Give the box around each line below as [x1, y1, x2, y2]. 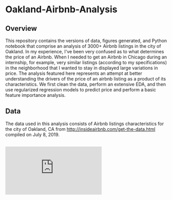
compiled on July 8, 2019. [5, 131, 60, 137]
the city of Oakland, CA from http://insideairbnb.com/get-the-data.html [5, 126, 156, 132]
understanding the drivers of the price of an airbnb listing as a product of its [5, 76, 166, 82]
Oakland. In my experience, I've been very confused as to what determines [5, 49, 164, 54]
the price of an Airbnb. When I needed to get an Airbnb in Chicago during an [5, 54, 167, 60]
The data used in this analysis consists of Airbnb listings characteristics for [5, 121, 164, 127]
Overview [5, 24, 37, 33]
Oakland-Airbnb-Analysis [5, 4, 118, 15]
